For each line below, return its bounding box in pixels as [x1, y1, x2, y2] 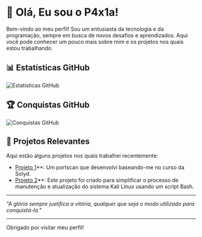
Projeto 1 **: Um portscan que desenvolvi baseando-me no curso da [14, 164, 185, 171]
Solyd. [14, 170, 31, 177]
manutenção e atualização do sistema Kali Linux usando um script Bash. [14, 183, 194, 190]
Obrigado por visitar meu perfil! [6, 224, 84, 231]
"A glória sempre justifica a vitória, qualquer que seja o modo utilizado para [6, 200, 195, 208]
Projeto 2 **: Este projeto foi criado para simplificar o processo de [14, 177, 179, 184]
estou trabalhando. [6, 45, 53, 52]
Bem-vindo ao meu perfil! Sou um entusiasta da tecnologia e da [6, 25, 164, 32]
